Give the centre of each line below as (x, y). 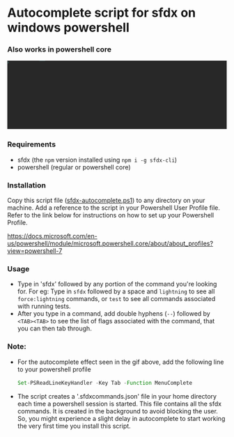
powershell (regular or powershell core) (74, 167)
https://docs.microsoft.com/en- (52, 236)
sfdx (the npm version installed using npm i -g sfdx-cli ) (97, 160)
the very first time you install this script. (74, 426)
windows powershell (69, 28)
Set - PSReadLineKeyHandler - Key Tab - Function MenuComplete (105, 383)
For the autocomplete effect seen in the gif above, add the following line (120, 362)
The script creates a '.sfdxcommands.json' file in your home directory (117, 396)
